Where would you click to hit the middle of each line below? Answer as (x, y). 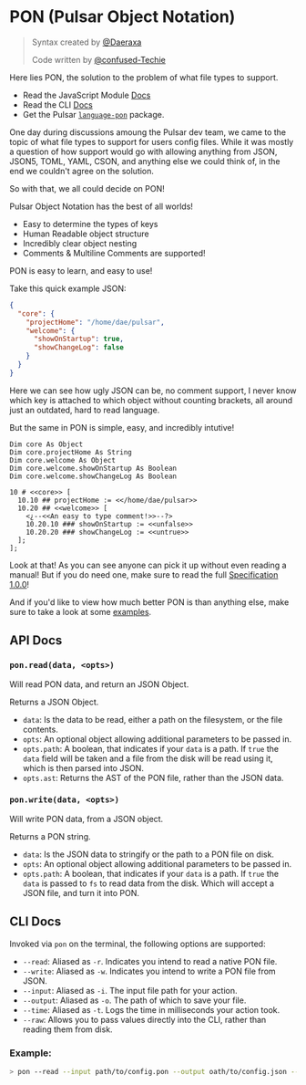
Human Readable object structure (86, 234)
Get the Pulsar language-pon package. (93, 114)
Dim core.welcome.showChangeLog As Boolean (93, 476)
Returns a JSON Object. (54, 702)
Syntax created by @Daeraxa (87, 42)
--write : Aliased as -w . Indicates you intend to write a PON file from (149, 971)
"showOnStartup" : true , (79, 339)
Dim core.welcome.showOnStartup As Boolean (93, 468)
